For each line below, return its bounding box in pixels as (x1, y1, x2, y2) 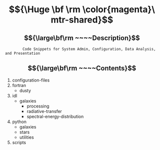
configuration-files (12, 77, 50, 83)
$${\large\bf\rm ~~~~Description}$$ (24, 34, 140, 42)
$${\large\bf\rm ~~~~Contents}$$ (27, 64, 137, 72)
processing (26, 103, 50, 109)
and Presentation (5, 51, 40, 56)
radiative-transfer (26, 108, 62, 114)
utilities (19, 134, 34, 140)
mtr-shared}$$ (51, 14, 113, 25)
